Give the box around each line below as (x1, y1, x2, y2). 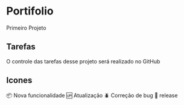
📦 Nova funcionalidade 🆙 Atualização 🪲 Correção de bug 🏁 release (6, 92, 178, 99)
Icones (6, 75, 33, 86)
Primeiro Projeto (6, 24, 46, 31)
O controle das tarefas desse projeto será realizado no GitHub (6, 57, 160, 65)
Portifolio (6, 4, 54, 18)
